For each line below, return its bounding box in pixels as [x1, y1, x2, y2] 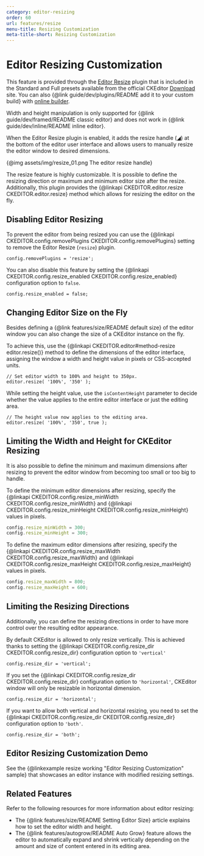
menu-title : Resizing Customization [6, 26, 99, 32]
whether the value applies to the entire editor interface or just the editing [6, 396, 189, 403]
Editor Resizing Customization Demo [6, 749, 148, 759]
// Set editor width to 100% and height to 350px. [6, 373, 138, 379]
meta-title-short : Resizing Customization [6, 32, 116, 38]
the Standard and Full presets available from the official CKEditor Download [6, 85, 195, 92]
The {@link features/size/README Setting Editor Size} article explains [15, 816, 191, 824]
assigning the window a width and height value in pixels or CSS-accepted [6, 355, 191, 362]
